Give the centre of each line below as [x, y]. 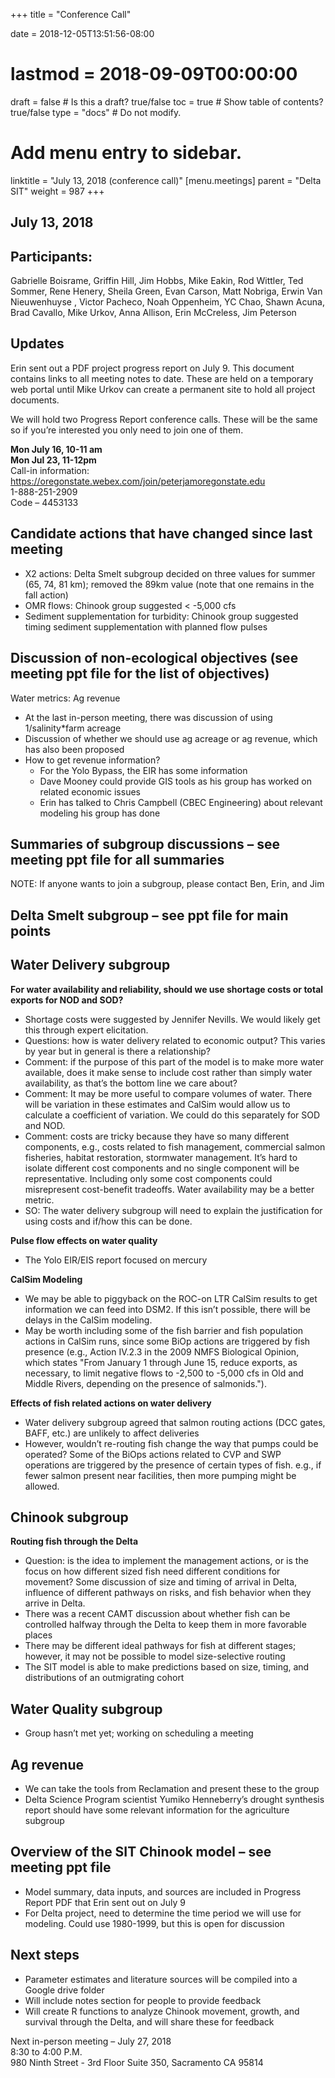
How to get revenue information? [92, 760]
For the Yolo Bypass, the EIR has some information [143, 770]
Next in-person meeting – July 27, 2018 [91, 2041]
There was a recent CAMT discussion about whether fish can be [157, 1614]
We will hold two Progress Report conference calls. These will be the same [164, 419]
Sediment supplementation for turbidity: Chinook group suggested [161, 616]
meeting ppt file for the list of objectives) [140, 674]
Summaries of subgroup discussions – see [145, 844]
